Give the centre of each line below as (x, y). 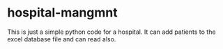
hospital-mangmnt (63, 13)
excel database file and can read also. (62, 39)
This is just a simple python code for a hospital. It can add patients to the (111, 32)
